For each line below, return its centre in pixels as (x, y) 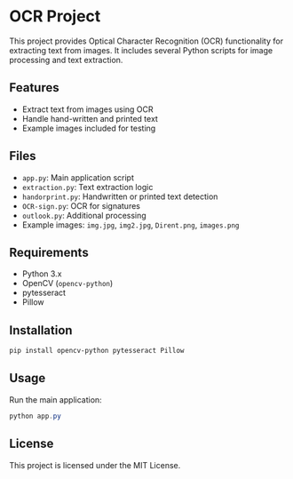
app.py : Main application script (78, 177)
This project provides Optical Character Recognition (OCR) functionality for (146, 41)
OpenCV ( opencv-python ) (67, 283)
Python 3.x (42, 274)
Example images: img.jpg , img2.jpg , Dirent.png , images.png (131, 225)
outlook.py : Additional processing (84, 215)
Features (34, 88)
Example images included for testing (89, 128)
